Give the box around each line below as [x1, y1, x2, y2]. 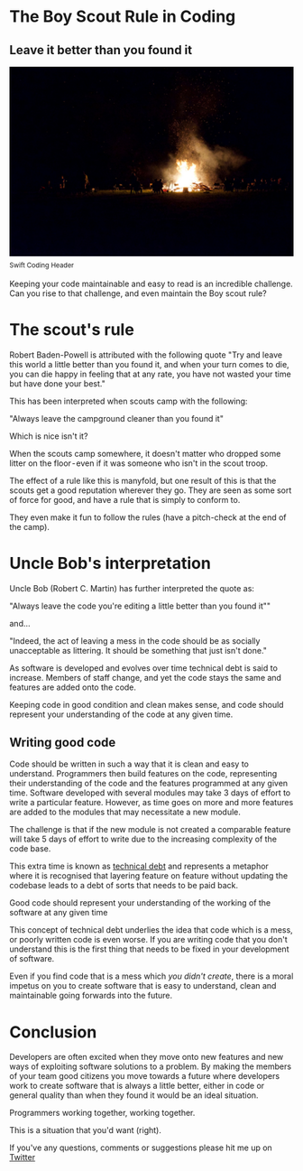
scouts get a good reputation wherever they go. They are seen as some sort [9, 485, 292, 496]
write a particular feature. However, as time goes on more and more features [9, 797, 294, 808]
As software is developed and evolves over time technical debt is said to [9, 662, 278, 674]
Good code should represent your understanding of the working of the [9, 897, 271, 908]
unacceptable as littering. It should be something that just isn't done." [9, 645, 268, 655]
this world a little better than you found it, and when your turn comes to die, [9, 358, 290, 369]
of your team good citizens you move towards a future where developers [9, 1071, 280, 1082]
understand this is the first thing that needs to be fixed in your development [9, 943, 289, 954]
